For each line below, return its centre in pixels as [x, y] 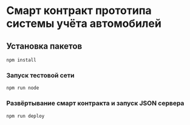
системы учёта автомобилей [84, 23]
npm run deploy [25, 116]
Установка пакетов [44, 46]
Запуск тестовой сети [40, 75]
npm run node [23, 88]
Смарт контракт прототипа [79, 11]
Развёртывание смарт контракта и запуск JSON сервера [95, 103]
